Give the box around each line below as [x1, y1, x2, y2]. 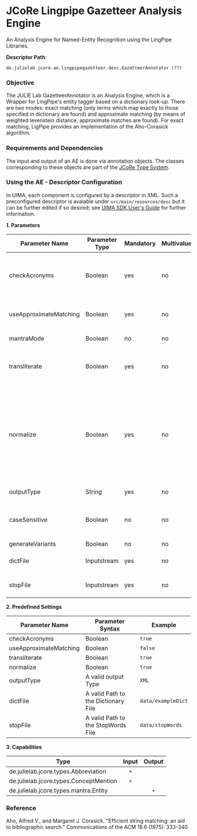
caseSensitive [9, 515, 48, 524]
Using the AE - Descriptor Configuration [6, 178, 123, 186]
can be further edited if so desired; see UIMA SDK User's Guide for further [6, 204, 186, 211]
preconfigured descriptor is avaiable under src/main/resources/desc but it [6, 198, 185, 205]
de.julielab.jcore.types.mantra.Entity [9, 786, 108, 794]
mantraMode [9, 334, 45, 342]
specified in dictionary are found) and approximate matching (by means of [6, 110, 186, 118]
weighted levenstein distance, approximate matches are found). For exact [6, 117, 184, 124]
